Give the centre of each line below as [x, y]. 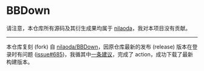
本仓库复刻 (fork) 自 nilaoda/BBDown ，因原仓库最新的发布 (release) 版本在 [99, 47]
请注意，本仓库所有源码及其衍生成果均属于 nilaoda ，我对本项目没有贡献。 [99, 28]
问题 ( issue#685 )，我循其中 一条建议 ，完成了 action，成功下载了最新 [107, 54]
